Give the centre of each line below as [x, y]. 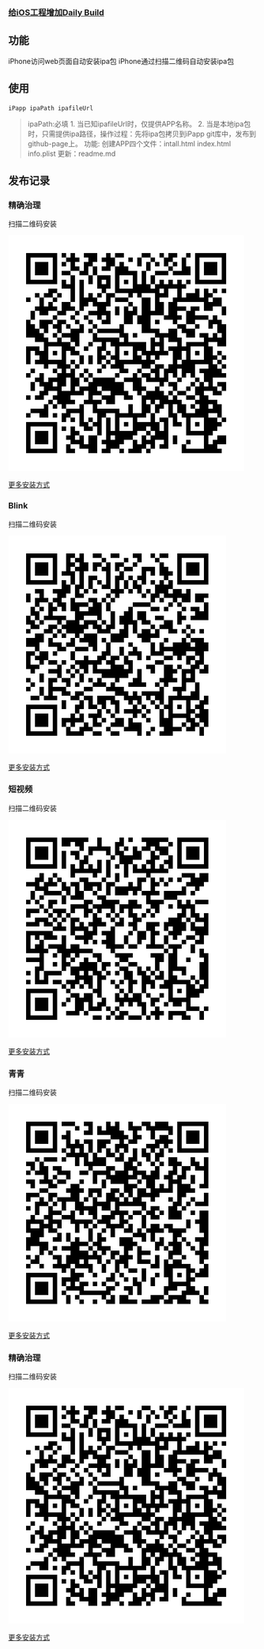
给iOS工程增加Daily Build [56, 12]
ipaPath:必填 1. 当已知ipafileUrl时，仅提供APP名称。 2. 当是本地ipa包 [139, 123]
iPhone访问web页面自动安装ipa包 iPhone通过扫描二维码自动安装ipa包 [121, 61]
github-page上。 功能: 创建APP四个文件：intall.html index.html [129, 143]
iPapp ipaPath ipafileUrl [51, 108]
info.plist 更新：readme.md [72, 153]
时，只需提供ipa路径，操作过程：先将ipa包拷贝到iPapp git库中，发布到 [142, 134]
